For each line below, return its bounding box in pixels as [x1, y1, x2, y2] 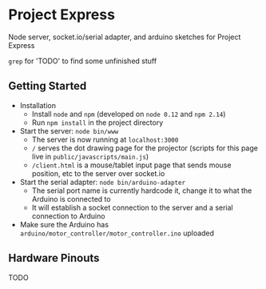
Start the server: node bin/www [19, 126, 119, 135]
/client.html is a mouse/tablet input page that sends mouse [31, 160, 232, 170]
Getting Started [8, 79, 87, 93]
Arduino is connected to [31, 194, 111, 203]
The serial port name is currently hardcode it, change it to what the [31, 186, 252, 195]
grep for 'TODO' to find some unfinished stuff [8, 56, 157, 66]
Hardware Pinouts [8, 251, 100, 265]
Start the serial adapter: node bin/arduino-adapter [19, 177, 186, 187]
